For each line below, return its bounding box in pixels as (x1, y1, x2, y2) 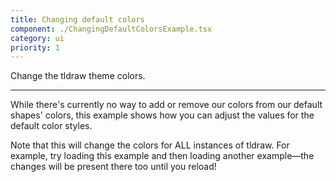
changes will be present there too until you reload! (10, 161, 217, 173)
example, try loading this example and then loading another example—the (10, 150, 315, 162)
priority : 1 (10, 42, 60, 53)
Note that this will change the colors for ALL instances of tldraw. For (10, 139, 290, 151)
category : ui (10, 33, 65, 43)
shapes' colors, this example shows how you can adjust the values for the (10, 109, 315, 121)
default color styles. (10, 120, 93, 132)
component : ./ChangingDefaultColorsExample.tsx (10, 24, 213, 34)
